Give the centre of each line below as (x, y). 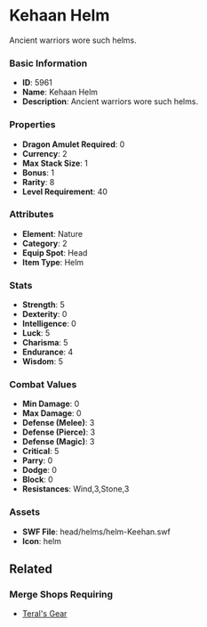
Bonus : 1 (38, 172)
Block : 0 (37, 480)
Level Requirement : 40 (65, 191)
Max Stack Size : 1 (55, 163)
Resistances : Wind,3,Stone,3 (76, 489)
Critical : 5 (40, 452)
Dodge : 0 (40, 470)
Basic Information (48, 63)
